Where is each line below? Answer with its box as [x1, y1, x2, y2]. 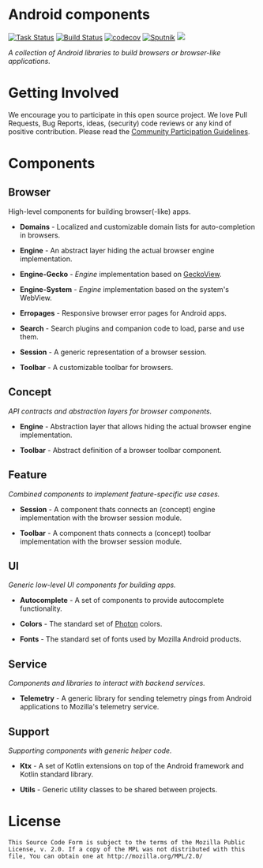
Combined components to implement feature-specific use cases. [8, 489, 220, 499]
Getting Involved [8, 84, 119, 102]
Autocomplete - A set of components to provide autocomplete [19, 596, 224, 605]
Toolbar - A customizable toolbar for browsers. [19, 362, 174, 372]
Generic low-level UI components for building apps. [8, 580, 176, 589]
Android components [8, 6, 151, 24]
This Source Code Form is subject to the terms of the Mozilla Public [8, 838, 246, 846]
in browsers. [19, 230, 61, 240]
